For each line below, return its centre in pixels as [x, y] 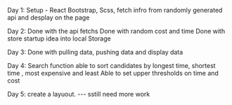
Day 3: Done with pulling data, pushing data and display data [95, 52]
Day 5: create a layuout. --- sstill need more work [79, 94]
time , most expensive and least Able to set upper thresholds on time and [113, 73]
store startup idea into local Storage [59, 38]
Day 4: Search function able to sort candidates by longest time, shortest [111, 65]
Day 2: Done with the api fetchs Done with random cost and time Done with [116, 31]
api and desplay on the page [49, 17]
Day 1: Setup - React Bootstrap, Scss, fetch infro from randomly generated [115, 10]
